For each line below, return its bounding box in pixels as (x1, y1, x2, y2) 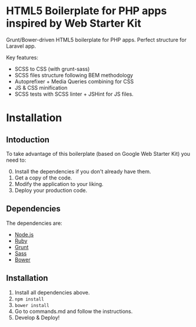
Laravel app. (6, 42, 36, 50)
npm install (14, 296, 44, 302)
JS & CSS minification (14, 84, 68, 91)
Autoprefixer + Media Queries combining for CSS (14, 78, 134, 85)
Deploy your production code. (14, 187, 88, 194)
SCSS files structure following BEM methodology (14, 71, 134, 79)
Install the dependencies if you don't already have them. (14, 168, 151, 175)
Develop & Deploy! (14, 314, 60, 321)
